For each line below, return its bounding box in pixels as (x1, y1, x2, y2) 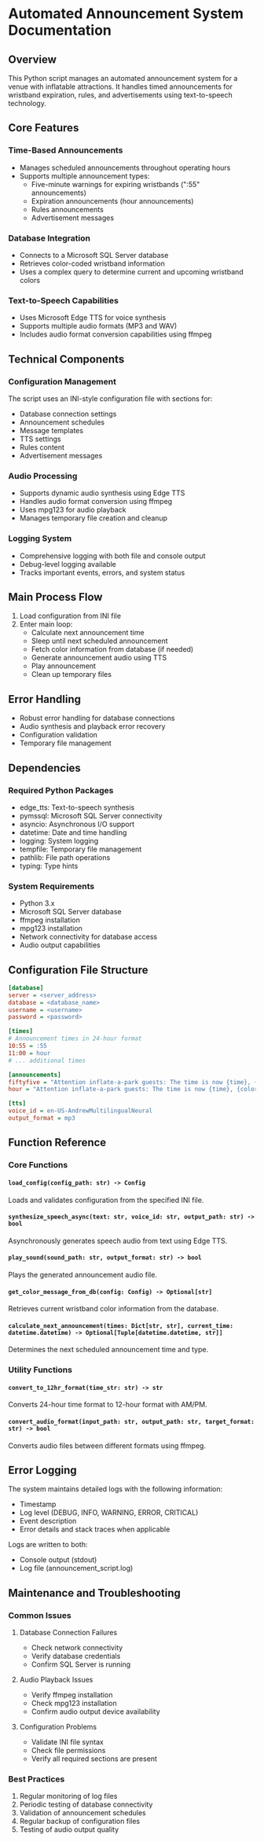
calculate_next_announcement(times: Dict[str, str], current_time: (8, 1322, 234, 1329)
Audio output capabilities (19, 940, 101, 950)
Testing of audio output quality (19, 1825, 119, 1834)
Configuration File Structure (8, 963, 148, 976)
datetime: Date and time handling (19, 827, 127, 837)
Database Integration (8, 233, 90, 244)
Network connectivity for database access (19, 932, 158, 942)
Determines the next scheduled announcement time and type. (8, 1345, 209, 1355)
